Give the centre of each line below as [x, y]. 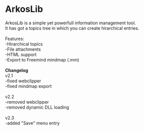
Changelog [17, 70]
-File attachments [23, 49]
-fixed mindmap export [28, 86]
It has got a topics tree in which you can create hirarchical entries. [72, 28]
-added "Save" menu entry [33, 123]
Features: [15, 39]
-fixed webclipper [23, 81]
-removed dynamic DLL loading [37, 107]
